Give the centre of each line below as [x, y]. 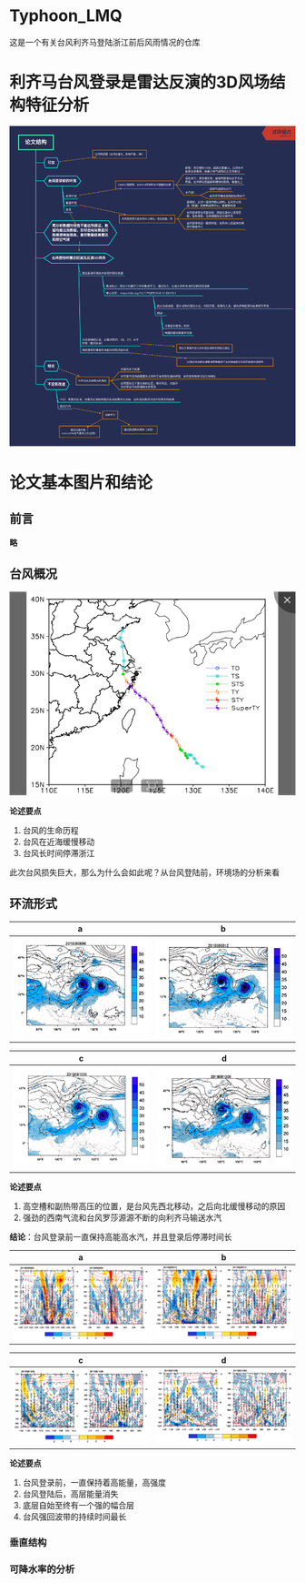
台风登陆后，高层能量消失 [70, 1494]
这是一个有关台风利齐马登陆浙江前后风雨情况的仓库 [105, 42]
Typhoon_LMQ [66, 16]
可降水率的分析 [42, 1568]
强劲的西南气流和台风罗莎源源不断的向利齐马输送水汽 [122, 1217]
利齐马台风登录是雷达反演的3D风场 [140, 82]
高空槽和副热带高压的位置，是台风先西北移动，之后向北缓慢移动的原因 [154, 1205]
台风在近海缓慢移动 [59, 842]
